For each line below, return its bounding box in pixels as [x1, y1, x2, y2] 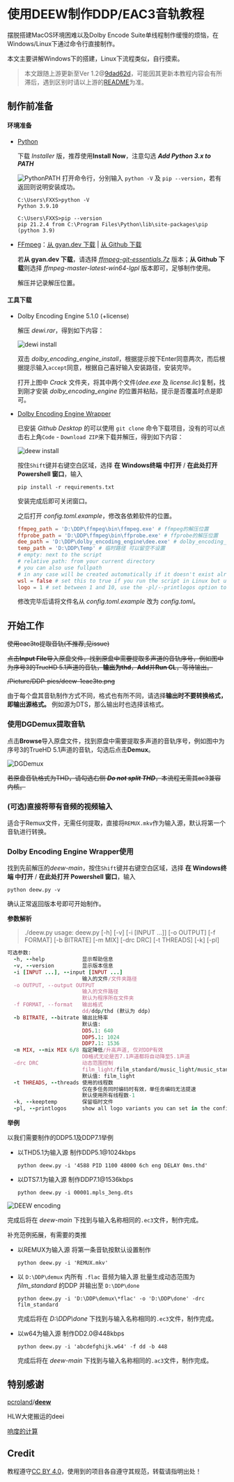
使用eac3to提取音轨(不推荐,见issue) [7, 639, 110, 648]
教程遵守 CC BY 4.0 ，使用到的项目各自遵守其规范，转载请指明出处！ [7, 1467, 202, 1475]
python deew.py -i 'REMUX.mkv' [17, 1259, 109, 1267]
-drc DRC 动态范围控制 [13, 1060, 114, 1067]
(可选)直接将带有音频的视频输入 [7, 801, 113, 811]
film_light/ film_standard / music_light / [81, 1066, 198, 1073]
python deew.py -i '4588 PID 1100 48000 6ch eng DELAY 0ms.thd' [17, 1162, 208, 1169]
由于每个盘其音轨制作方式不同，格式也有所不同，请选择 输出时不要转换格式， [7, 692, 227, 700]
